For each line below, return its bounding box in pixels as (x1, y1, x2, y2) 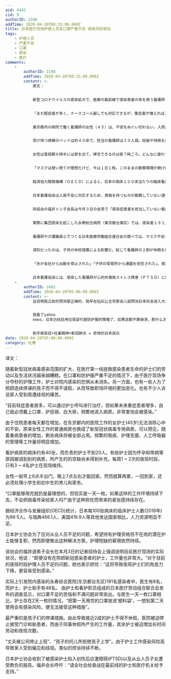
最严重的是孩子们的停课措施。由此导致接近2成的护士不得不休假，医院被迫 (5, 615, 160, 621)
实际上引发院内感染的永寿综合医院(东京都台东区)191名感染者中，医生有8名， (5, 578, 165, 585)
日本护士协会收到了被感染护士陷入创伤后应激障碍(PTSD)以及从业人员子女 (5, 656, 159, 662)
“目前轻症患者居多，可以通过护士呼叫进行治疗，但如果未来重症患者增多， (5, 402, 159, 408)
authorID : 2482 (23, 284, 56, 289)
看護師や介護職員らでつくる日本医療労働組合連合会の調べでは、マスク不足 (32, 234, 165, 239)
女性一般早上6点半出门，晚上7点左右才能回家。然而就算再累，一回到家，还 (5, 473, 162, 479)
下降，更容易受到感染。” (5, 567, 54, 573)
